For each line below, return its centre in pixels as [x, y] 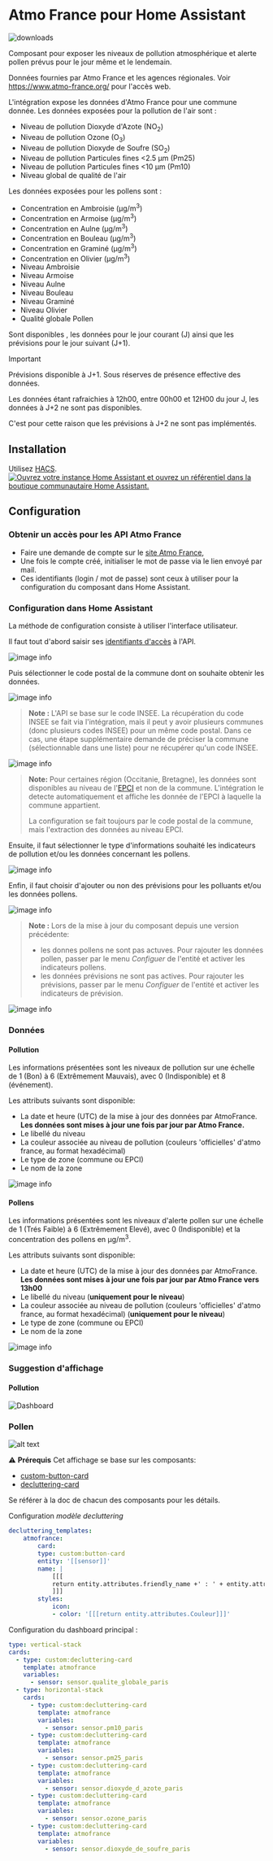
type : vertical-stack [45, 1645]
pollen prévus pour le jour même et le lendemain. [90, 62]
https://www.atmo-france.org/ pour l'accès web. [90, 86]
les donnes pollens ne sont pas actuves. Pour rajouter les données [152, 950]
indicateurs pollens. [74, 968]
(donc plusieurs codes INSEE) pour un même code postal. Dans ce [140, 730]
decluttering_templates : [50, 1531]
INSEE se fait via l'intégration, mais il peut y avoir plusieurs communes [146, 722]
